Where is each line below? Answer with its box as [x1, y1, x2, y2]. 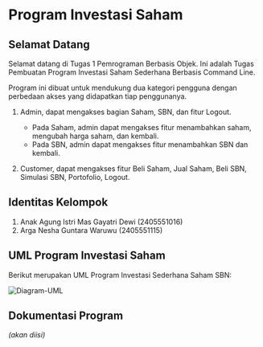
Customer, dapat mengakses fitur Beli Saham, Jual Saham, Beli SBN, [19, 164, 247, 173]
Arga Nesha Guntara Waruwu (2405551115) [19, 225, 163, 235]
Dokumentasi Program [8, 309, 123, 323]
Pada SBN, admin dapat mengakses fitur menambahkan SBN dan [31, 140, 249, 149]
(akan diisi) [8, 330, 46, 340]
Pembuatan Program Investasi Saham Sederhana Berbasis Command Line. [8, 67, 256, 77]
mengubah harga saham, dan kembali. [31, 131, 159, 141]
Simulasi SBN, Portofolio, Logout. [19, 173, 130, 182]
